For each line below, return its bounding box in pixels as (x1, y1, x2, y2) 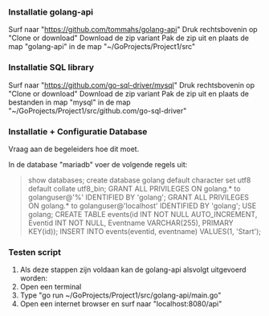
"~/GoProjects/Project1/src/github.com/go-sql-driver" (8, 105, 187, 115)
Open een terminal (19, 282, 82, 292)
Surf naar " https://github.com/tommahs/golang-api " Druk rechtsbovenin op (8, 25, 259, 35)
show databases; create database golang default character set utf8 (27, 175, 251, 185)
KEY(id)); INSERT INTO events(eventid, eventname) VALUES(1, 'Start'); (27, 226, 262, 236)
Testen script (8, 246, 62, 257)
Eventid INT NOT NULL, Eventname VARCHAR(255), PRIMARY (27, 218, 234, 228)
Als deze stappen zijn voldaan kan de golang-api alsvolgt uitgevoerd (19, 265, 247, 275)
